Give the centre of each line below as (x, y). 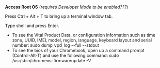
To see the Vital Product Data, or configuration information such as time (84, 35)
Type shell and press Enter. (32, 26)
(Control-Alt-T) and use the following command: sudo (65, 55)
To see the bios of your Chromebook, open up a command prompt (78, 50)
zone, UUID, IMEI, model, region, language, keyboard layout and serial (82, 40)
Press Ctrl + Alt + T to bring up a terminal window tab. (59, 16)
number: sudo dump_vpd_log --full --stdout (56, 45)
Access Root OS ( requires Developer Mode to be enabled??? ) (67, 7)
